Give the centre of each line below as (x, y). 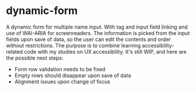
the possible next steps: (35, 58)
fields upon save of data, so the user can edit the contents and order (88, 39)
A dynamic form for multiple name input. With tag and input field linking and (97, 27)
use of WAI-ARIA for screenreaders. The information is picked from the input (98, 33)
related (15, 51)
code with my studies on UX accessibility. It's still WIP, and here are (105, 51)
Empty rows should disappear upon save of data (73, 75)
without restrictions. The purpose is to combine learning (73, 45)
